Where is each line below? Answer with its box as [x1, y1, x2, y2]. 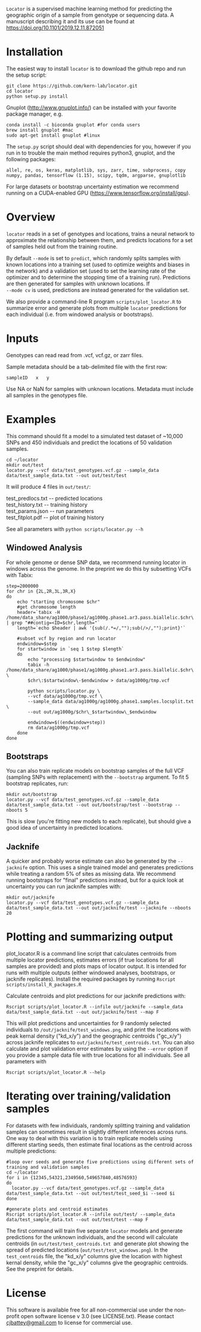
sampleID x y [6, 375, 50, 381]
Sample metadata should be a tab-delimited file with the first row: [6, 363, 167, 370]
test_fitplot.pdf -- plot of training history [6, 514, 105, 521]
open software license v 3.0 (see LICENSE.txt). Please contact [20, 1313, 175, 1319]
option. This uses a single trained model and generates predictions [29, 864, 194, 871]
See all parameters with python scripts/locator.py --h [6, 525, 144, 532]
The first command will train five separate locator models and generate [6, 1227, 183, 1234]
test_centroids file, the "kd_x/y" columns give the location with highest [6, 1253, 182, 1260]
